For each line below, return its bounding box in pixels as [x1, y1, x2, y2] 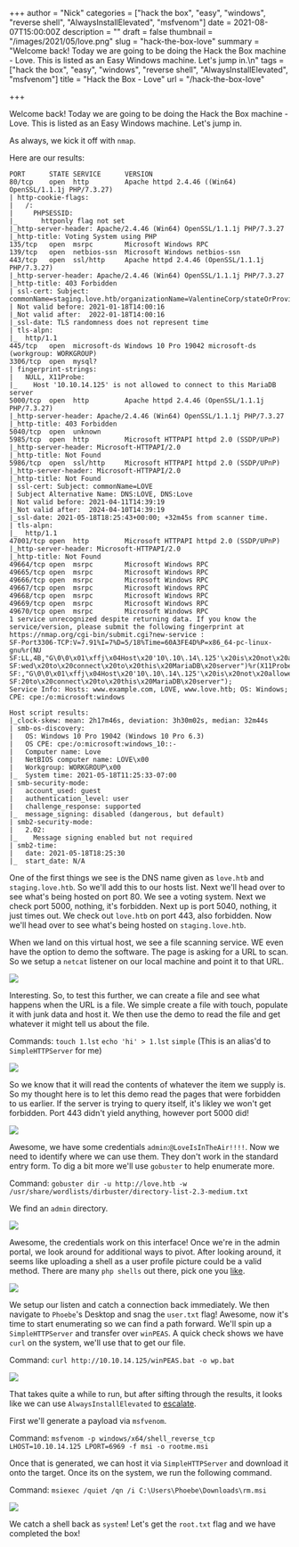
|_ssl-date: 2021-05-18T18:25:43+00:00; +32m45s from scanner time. [9, 513, 269, 522]
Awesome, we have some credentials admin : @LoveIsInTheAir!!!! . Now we [9, 1142, 280, 1152]
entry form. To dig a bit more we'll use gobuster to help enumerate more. [9, 1161, 275, 1171]
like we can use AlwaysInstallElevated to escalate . [9, 1398, 198, 1409]
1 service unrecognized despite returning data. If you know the [9, 615, 256, 624]
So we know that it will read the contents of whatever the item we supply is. [9, 1080, 287, 1089]
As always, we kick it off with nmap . [9, 136, 136, 145]
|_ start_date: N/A [9, 856, 86, 865]
